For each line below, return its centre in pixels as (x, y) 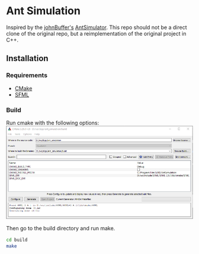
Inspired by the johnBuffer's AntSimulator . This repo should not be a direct (97, 27)
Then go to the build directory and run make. (61, 229)
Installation (27, 58)
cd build (17, 240)
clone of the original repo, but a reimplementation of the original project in (96, 33)
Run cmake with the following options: (53, 123)
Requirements (27, 75)
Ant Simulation (44, 11)
